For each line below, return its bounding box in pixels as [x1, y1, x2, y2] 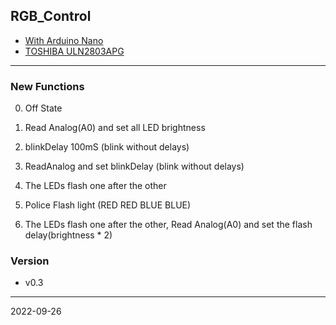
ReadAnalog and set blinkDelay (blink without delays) [24, 160, 245, 173]
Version [10, 254, 50, 268]
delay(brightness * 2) [24, 229, 113, 241]
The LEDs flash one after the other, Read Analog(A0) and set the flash [24, 219, 313, 231]
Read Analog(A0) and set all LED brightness [24, 122, 206, 134]
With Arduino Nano [24, 34, 104, 46]
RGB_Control [10, 8, 92, 25]
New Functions [10, 79, 85, 93]
